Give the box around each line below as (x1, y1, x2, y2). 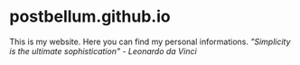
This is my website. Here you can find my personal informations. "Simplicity (9, 36, 291, 47)
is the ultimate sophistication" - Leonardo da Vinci (9, 45, 197, 56)
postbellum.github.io (9, 6, 171, 27)
